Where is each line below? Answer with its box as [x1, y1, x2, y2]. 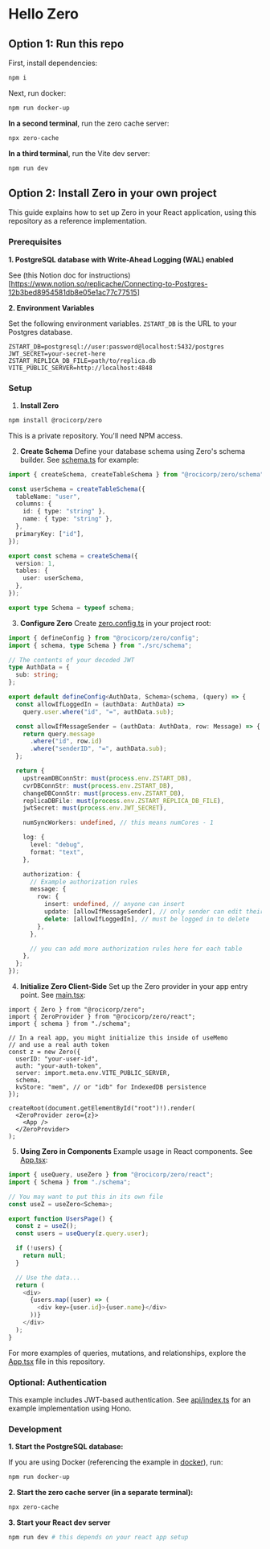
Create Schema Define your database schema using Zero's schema [19, 446, 246, 455]
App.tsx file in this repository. [8, 1357, 106, 1366]
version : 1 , [15, 559, 56, 567]
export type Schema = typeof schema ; [8, 604, 135, 612]
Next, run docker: [8, 88, 67, 97]
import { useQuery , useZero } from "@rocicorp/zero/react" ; [8, 1171, 215, 1179]
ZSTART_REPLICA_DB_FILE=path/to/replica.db [8, 356, 157, 365]
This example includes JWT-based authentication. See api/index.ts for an [8, 1395, 252, 1404]
